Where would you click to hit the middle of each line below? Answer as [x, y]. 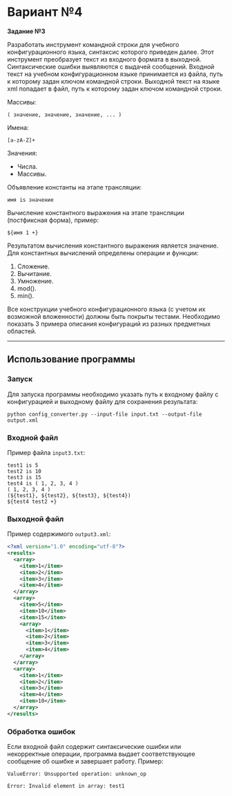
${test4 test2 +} [32, 501]
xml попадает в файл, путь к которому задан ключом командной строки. [115, 89]
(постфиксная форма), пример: [53, 220]
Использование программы [71, 359]
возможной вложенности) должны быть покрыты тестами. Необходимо [114, 316]
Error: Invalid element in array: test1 [66, 786]
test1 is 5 [23, 465]
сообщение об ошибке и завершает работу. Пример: [85, 761]
